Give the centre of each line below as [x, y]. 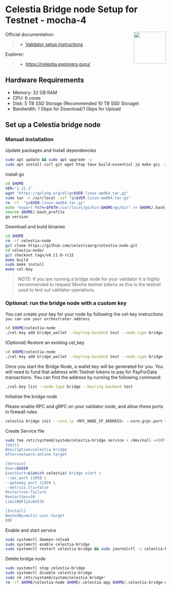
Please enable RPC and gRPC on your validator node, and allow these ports [84, 406]
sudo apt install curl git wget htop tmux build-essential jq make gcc [83, 164]
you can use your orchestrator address [48, 319]
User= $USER [17, 468]
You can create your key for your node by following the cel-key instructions [84, 314]
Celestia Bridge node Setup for [72, 9]
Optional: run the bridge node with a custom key [66, 303]
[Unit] [12, 445]
